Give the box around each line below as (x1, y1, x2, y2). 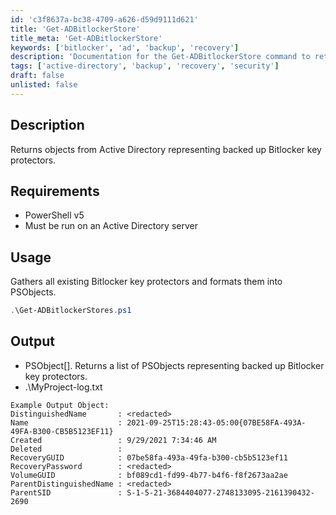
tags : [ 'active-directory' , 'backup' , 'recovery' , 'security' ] (10, 61, 280, 71)
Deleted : (10, 444, 123, 454)
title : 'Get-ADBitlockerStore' (10, 24, 141, 34)
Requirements (10, 182, 100, 200)
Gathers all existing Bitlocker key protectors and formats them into (10, 276, 283, 288)
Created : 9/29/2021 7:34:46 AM (10, 435, 217, 445)
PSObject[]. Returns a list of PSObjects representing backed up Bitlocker (24, 359, 325, 371)
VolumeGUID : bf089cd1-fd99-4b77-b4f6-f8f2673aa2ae (10, 470, 288, 480)
